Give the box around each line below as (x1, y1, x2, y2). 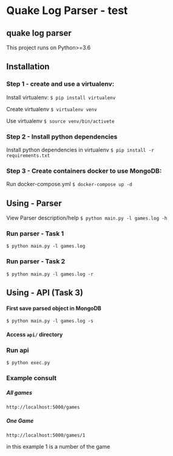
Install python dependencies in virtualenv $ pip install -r (6, 146, 155, 153)
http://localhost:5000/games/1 (6, 432, 86, 438)
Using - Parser (6, 198, 62, 209)
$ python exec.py (6, 360, 50, 366)
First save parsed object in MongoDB (6, 305, 101, 312)
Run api (6, 346, 29, 354)
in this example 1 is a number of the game (6, 443, 110, 451)
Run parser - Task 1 (6, 229, 64, 238)
